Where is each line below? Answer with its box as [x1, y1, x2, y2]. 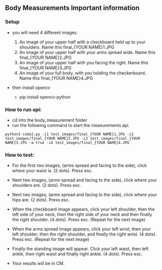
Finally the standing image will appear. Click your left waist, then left [12, 246, 149, 252]
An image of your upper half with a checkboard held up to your [19, 39, 146, 45]
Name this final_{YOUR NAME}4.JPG [19, 75, 93, 81]
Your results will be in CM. [12, 260, 65, 267]
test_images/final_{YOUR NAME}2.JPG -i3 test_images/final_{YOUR [5, 136, 140, 141]
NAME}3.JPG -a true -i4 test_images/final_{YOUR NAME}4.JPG [5, 140, 130, 145]
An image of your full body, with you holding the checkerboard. [19, 70, 146, 76]
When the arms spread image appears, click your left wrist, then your [12, 226, 151, 232]
